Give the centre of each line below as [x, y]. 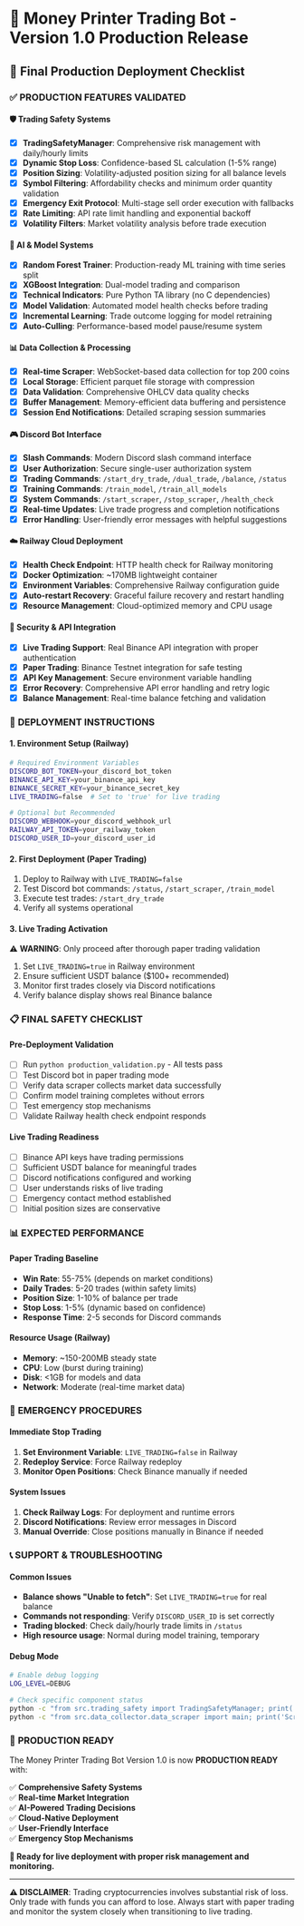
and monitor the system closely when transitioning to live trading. [131, 1911]
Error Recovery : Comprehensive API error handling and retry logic [146, 688]
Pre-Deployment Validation [62, 1044]
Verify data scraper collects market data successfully [122, 1085]
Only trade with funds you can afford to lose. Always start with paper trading [152, 1902]
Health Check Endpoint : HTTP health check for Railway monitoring [148, 565]
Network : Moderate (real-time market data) [104, 1386]
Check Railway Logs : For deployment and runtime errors [128, 1512]
